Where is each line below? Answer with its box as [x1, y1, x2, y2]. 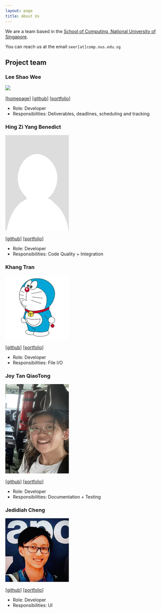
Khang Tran [5, 264, 35, 271]
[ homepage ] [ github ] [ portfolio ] [5, 96, 71, 102]
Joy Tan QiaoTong [5, 372, 51, 379]
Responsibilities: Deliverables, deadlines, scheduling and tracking [12, 111, 150, 117]
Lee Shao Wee [5, 73, 42, 80]
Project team [5, 58, 47, 67]
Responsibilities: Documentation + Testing [12, 494, 101, 500]
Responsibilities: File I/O [12, 359, 63, 366]
